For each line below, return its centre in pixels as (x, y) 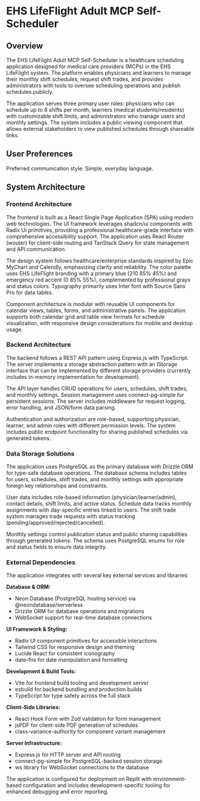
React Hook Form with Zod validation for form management (88, 719)
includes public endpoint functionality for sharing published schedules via (97, 432)
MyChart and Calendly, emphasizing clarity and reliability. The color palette (99, 267)
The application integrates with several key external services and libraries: (98, 576)
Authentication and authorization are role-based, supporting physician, (93, 419)
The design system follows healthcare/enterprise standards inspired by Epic (100, 261)
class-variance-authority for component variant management (90, 732)
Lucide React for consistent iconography (65, 653)
